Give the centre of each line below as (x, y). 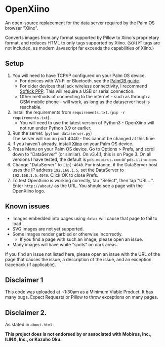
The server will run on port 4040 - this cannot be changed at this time (83, 138)
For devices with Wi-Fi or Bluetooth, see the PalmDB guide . (80, 80)
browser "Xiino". (22, 28)
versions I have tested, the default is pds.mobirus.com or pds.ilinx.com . (84, 159)
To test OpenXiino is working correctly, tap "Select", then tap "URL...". (83, 180)
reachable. (31, 107)
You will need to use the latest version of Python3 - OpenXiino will (87, 122)
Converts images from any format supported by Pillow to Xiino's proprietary (82, 38)
